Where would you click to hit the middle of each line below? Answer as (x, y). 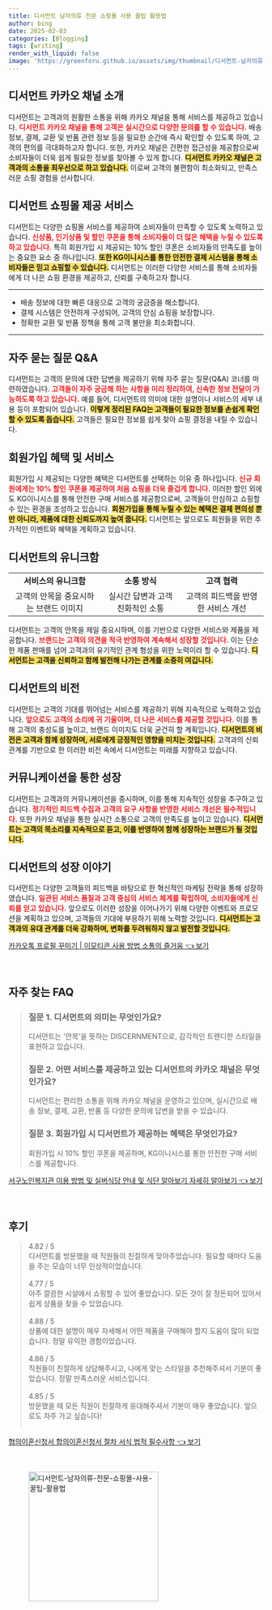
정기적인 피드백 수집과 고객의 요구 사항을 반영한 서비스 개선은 (127, 809)
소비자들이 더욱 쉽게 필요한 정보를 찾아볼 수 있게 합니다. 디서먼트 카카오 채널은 (131, 157)
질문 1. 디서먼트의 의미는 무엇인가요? (95, 1017)
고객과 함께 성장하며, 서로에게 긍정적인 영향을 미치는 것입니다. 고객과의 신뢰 (141, 739)
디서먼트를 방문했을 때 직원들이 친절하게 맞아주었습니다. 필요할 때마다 (137, 1256)
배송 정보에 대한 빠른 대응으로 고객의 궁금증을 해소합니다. (110, 302)
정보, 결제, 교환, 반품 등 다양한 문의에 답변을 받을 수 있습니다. (133, 1111)
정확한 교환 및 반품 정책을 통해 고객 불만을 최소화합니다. (108, 322)
